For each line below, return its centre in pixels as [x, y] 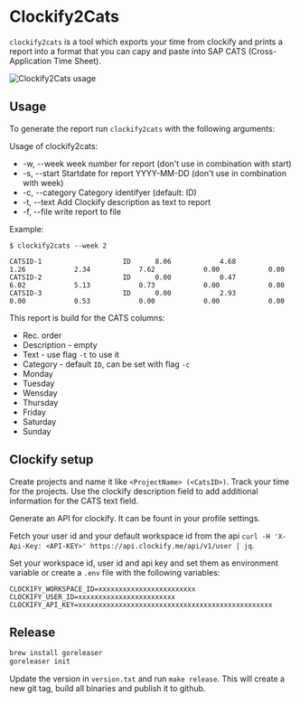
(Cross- [262, 51]
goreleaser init [40, 661]
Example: [27, 229]
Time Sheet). [78, 61]
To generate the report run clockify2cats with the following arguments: [142, 128]
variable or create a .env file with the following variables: [115, 572]
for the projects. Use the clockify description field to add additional [134, 491]
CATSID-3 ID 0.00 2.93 [123, 293]
